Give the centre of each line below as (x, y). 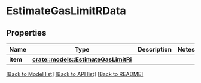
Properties (26, 33)
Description (155, 50)
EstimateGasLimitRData (66, 11)
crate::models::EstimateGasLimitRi (82, 59)
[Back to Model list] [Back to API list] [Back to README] (75, 74)
